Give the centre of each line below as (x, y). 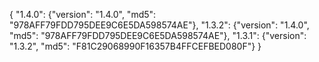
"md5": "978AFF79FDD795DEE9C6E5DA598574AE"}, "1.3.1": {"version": (158, 35)
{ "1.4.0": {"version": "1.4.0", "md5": (83, 14)
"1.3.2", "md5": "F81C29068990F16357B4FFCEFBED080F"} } (135, 46)
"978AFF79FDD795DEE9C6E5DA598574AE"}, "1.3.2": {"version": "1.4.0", (159, 25)
